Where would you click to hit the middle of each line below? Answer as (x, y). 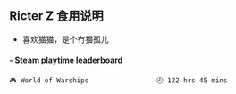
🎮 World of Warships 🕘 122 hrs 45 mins (118, 81)
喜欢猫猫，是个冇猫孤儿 (65, 39)
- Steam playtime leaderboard (66, 60)
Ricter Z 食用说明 (57, 16)
